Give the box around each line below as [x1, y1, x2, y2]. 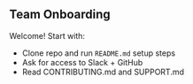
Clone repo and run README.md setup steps [21, 48, 175, 58]
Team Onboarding [9, 7, 111, 22]
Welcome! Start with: [9, 30, 86, 41]
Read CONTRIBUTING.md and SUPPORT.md [21, 66, 184, 77]
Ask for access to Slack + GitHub [21, 57, 143, 67]
